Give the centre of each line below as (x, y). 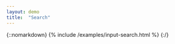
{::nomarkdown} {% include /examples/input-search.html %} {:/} (88, 34)
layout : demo (23, 12)
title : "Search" (28, 17)
